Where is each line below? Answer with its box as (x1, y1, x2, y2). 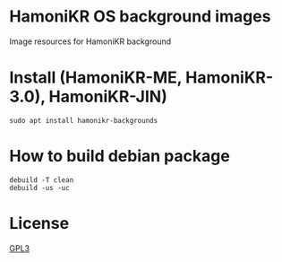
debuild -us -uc (9, 183, 70, 192)
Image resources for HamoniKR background (9, 36, 172, 47)
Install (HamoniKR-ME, (9, 67, 183, 88)
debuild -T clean (9, 175, 74, 185)
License (9, 214, 70, 233)
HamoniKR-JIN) (48, 87, 167, 107)
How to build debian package (9, 146, 230, 167)
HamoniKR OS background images (9, 6, 271, 27)
